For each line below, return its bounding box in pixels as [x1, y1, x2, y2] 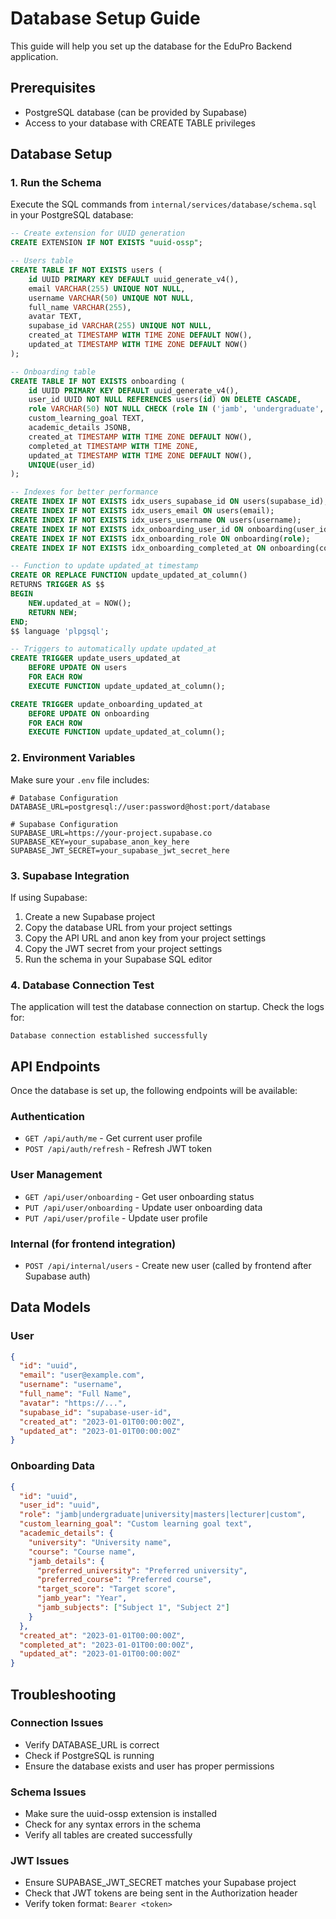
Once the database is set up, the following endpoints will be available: [10, 1085, 298, 1097]
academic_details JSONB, [28, 423, 132, 433]
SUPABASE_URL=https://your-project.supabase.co [10, 828, 213, 838]
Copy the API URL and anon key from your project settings [24, 932, 267, 944]
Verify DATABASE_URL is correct [24, 1738, 160, 1751]
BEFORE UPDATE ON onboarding [28, 708, 150, 719]
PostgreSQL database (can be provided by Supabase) [24, 106, 248, 118]
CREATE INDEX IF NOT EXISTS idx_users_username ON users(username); [10, 515, 302, 525]
